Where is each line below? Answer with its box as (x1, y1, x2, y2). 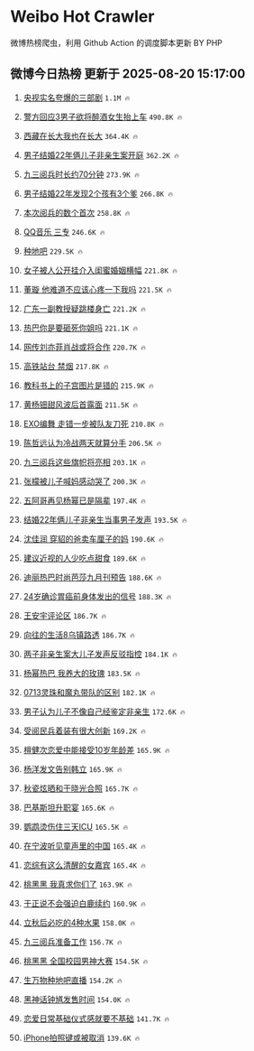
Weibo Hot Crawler (10, 6, 155, 27)
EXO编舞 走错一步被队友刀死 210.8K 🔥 (23, 418, 165, 429)
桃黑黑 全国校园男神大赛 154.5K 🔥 (23, 955, 149, 966)
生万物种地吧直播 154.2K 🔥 (23, 974, 122, 985)
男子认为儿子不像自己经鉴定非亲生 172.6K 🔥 (23, 706, 186, 717)
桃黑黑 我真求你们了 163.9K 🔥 (23, 879, 133, 889)
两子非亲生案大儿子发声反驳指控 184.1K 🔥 (23, 648, 178, 659)
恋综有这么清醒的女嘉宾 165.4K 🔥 (23, 860, 147, 870)
